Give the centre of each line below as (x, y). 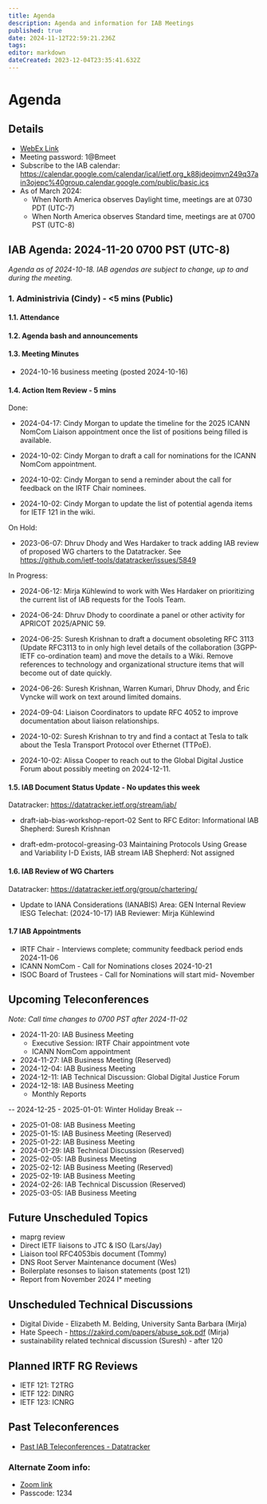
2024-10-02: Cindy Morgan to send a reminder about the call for (126, 479)
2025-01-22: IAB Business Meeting (77, 1142)
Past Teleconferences (64, 1427)
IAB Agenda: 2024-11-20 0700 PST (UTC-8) (119, 250)
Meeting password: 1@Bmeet (68, 157)
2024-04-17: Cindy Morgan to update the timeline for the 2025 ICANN (135, 424)
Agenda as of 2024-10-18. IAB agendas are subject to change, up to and (128, 269)
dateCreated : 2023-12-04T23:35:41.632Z (75, 61)
